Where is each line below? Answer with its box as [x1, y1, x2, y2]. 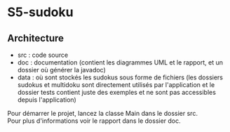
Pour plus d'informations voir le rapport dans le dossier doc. [7, 117, 181, 125]
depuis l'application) [17, 95, 77, 104]
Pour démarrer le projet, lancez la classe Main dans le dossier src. [7, 110, 198, 117]
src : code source [17, 51, 69, 59]
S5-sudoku [7, 4, 74, 20]
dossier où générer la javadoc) [17, 66, 107, 74]
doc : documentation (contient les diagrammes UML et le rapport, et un [17, 58, 223, 67]
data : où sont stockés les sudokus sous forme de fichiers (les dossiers [17, 73, 223, 81]
